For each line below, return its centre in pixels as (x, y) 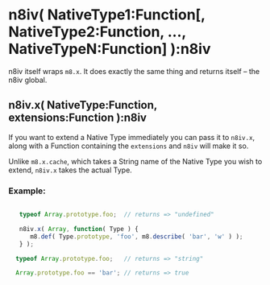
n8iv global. (28, 80)
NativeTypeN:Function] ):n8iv (110, 49)
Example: (27, 191)
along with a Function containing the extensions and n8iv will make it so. (129, 146)
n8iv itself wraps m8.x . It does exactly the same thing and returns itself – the (134, 71)
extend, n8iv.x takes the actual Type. (71, 170)
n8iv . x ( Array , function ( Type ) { (79, 229)
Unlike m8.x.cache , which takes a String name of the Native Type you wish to (135, 161)
